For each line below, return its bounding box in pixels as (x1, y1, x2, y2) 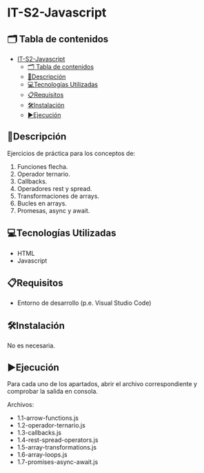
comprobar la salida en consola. (7, 388, 99, 396)
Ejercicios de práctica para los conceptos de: (7, 149, 136, 157)
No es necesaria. (7, 341, 55, 350)
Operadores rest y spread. (17, 184, 92, 192)
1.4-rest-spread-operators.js (17, 436, 99, 444)
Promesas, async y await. (17, 206, 90, 214)
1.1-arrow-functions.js (17, 414, 79, 422)
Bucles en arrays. (17, 199, 68, 208)
